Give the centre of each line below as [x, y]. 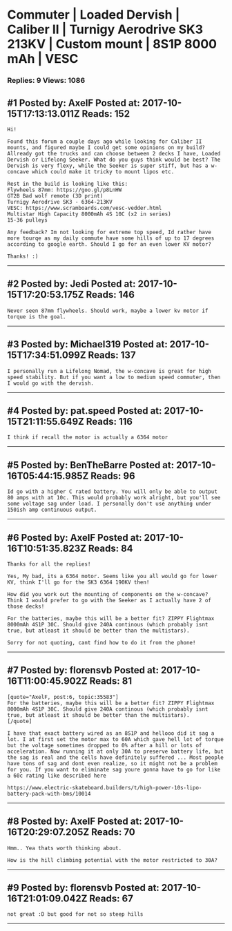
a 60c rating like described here [57, 776]
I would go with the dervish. [51, 383]
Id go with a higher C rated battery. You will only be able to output [112, 492]
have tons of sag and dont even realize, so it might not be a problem [112, 763]
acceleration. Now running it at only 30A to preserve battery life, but [116, 751]
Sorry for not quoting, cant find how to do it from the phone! [101, 642]
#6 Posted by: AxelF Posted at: [75, 538]
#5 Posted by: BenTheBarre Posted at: [91, 465]
